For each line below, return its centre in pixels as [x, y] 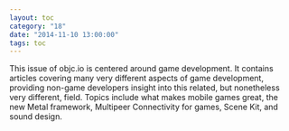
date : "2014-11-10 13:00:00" [64, 34]
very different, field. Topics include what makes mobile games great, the [144, 98]
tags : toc [28, 43]
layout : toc [32, 18]
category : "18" [38, 26]
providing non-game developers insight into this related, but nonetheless [144, 88]
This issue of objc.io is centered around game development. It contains [141, 69]
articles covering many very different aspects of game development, [137, 79]
